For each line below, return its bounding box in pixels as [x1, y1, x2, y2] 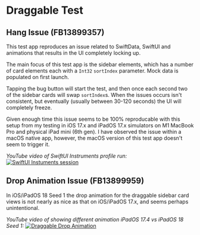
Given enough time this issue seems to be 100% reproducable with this [6, 115, 180, 123]
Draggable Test [6, 4, 83, 17]
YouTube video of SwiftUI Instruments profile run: [6, 152, 127, 159]
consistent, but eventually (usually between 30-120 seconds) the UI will [6, 98, 182, 105]
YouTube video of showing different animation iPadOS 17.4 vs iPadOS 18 [6, 215, 184, 223]
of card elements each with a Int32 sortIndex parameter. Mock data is [6, 67, 179, 74]
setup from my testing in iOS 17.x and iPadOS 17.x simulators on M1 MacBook [6, 122, 194, 129]
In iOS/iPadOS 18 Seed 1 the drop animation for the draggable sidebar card [6, 192, 189, 199]
